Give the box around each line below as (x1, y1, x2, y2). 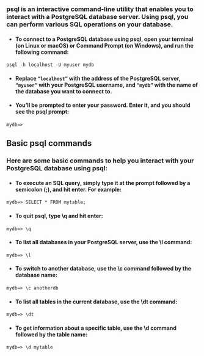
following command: (15, 48, 69, 56)
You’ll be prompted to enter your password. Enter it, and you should (15, 101, 191, 109)
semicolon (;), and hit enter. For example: (15, 186, 122, 193)
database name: (15, 271, 58, 279)
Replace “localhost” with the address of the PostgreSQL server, (15, 74, 181, 82)
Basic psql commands (6, 138, 92, 148)
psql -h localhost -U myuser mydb (6, 62, 95, 68)
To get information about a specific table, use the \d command (15, 324, 177, 332)
